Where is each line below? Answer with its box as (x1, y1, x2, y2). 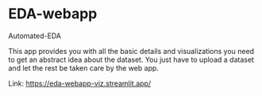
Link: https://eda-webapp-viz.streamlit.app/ (8, 79, 152, 88)
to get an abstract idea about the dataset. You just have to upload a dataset (8, 55, 254, 64)
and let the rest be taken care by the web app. (8, 63, 159, 72)
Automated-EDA (8, 31, 62, 40)
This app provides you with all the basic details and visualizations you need (8, 46, 255, 56)
